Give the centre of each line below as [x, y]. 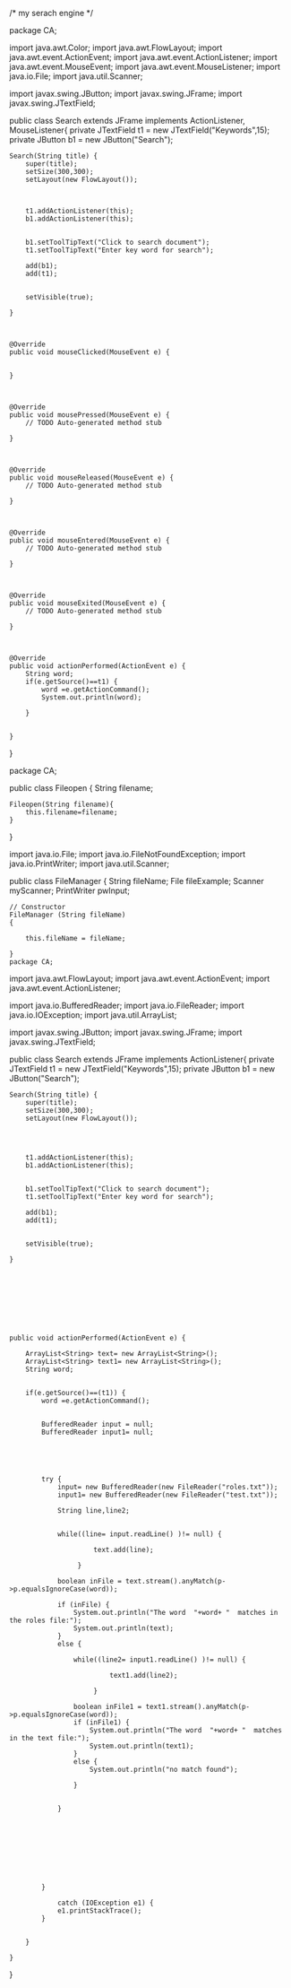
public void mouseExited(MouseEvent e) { [88, 603]
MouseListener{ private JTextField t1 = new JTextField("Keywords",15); [140, 130]
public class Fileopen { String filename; [81, 788]
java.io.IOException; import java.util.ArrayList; [93, 1015]
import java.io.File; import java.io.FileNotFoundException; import [128, 854]
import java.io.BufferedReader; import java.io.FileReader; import [127, 1005]
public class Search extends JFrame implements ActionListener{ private [142, 1059]
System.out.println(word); [92, 698]
